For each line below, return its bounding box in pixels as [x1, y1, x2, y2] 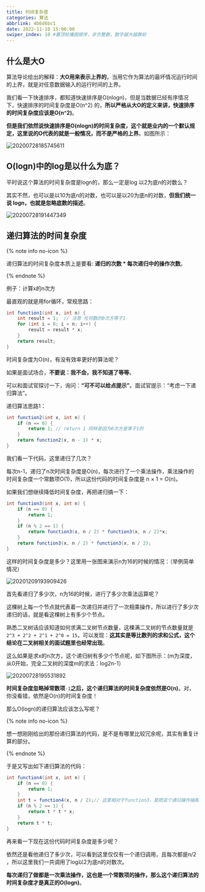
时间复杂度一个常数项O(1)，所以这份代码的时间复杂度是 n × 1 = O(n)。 [6, 475, 181, 483]
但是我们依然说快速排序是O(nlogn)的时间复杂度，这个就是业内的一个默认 [6, 122, 190, 129]
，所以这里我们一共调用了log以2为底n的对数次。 [6, 858, 128, 865]
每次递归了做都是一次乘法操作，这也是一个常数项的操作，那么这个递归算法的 [6, 871, 199, 879]
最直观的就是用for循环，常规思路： [6, 298, 94, 305]
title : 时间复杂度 [6, 9, 49, 15]
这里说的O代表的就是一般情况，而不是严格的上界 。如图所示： [16, 130, 171, 137]
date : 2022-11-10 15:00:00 [6, 26, 75, 32]
